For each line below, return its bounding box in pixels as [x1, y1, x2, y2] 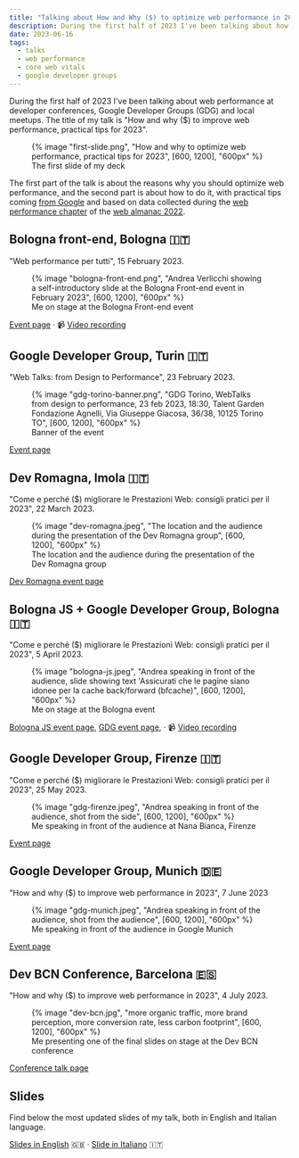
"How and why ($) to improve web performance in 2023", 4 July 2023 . [9, 990, 269, 1001]
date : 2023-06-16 [9, 29, 74, 38]
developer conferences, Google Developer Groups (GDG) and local [9, 104, 255, 116]
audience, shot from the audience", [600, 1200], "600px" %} [31, 914, 254, 924]
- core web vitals [17, 63, 86, 72]
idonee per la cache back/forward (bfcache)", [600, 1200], [31, 685, 246, 696]
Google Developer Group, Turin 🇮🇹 [9, 348, 209, 363]
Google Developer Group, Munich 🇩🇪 [9, 864, 222, 879]
